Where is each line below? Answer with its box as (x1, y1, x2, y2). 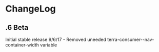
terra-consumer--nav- (107, 36, 154, 42)
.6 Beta (5, 23, 29, 32)
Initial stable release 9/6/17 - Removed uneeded (5, 36, 106, 42)
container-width (5, 42, 39, 48)
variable (40, 42, 57, 48)
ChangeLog (5, 3, 56, 15)
